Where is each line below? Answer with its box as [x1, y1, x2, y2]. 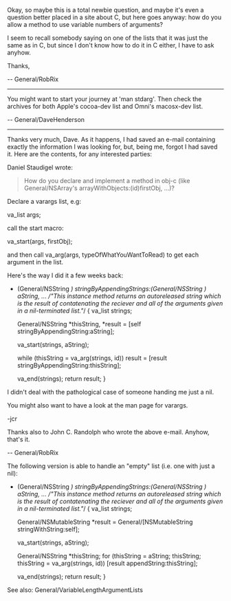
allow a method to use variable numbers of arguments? [7, 21, 164, 28]
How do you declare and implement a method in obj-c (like [23, 177, 190, 184]
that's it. [7, 435, 30, 443]
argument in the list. [7, 258, 64, 266]
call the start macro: [7, 224, 64, 232]
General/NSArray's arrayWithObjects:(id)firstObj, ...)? [23, 184, 175, 192]
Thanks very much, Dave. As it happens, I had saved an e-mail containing [7, 136, 216, 143]
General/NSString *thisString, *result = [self [16, 320, 142, 328]
